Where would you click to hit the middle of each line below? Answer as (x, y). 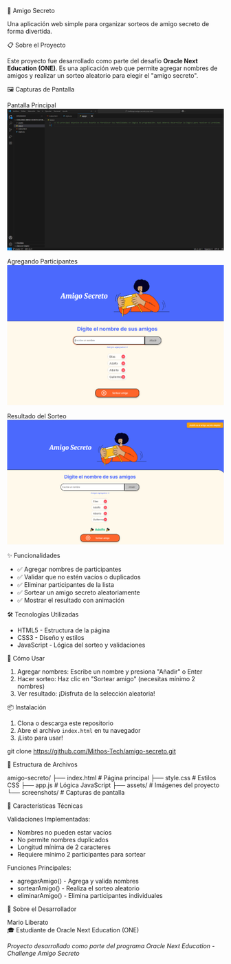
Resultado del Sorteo (37, 416)
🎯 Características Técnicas (45, 806)
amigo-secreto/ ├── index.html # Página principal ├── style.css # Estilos (112, 778)
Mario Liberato (28, 922)
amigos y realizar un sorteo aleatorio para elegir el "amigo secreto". (103, 75)
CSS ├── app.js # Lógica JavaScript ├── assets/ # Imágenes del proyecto (113, 785)
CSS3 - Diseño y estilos (51, 637)
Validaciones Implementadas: (49, 819)
